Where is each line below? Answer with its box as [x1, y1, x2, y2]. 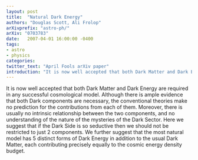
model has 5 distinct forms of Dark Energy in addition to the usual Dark [6, 135, 179, 142]
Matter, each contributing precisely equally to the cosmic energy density [6, 141, 183, 148]
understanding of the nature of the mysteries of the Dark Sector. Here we [6, 116, 184, 124]
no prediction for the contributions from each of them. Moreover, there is [6, 104, 183, 111]
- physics [6, 52, 31, 58]
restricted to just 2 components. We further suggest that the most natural [6, 129, 184, 136]
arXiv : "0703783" [6, 31, 49, 36]
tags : [6, 42, 19, 48]
